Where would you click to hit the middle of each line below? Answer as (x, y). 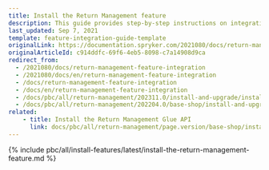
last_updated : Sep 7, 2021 (53, 30)
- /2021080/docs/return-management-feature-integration (110, 68)
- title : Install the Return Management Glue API (107, 120)
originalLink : (32, 45)
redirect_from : (34, 61)
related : (23, 113)
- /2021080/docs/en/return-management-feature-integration (116, 75)
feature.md (26, 158)
